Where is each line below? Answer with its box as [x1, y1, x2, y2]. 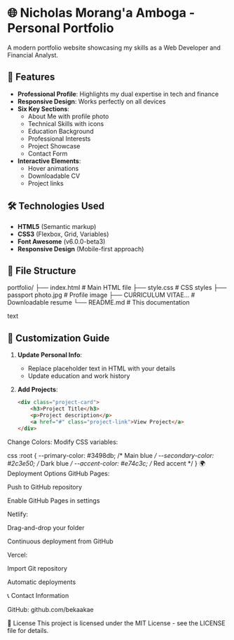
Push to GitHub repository [7, 482, 83, 491]
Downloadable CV [27, 172, 81, 180]
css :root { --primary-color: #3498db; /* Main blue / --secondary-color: [7, 451, 214, 459]
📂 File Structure [7, 265, 76, 277]
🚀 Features [7, 71, 55, 83]
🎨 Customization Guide [7, 332, 110, 344]
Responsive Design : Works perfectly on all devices [17, 97, 166, 106]
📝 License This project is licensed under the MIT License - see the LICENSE [7, 618, 226, 627]
